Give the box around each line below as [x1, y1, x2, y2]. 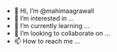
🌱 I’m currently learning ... [13, 22, 90, 30]
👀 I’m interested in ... [13, 14, 74, 22]
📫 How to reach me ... [13, 37, 80, 45]
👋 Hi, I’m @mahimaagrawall [13, 7, 94, 15]
